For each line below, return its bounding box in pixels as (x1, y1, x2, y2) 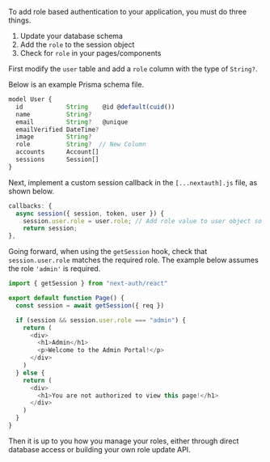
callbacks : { (8, 201, 53, 210)
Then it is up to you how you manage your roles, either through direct (8, 436, 239, 446)
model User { (8, 95, 53, 104)
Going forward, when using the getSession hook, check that (8, 247, 208, 256)
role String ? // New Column (15, 141, 147, 149)
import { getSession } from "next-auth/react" (8, 279, 168, 288)
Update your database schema (19, 32, 124, 40)
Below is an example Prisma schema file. (8, 80, 144, 89)
